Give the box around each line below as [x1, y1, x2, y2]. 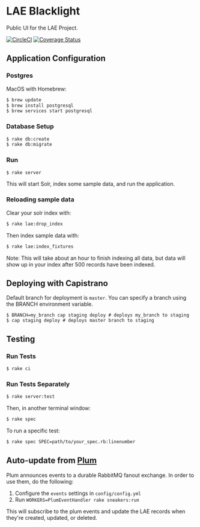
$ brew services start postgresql [6, 108, 93, 114]
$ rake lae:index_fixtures [6, 243, 74, 250]
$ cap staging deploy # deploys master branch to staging [6, 318, 154, 324]
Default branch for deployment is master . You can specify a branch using [6, 294, 187, 301]
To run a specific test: [6, 427, 60, 434]
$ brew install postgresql [6, 103, 74, 109]
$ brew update [6, 96, 42, 103]
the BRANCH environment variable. [6, 300, 93, 308]
